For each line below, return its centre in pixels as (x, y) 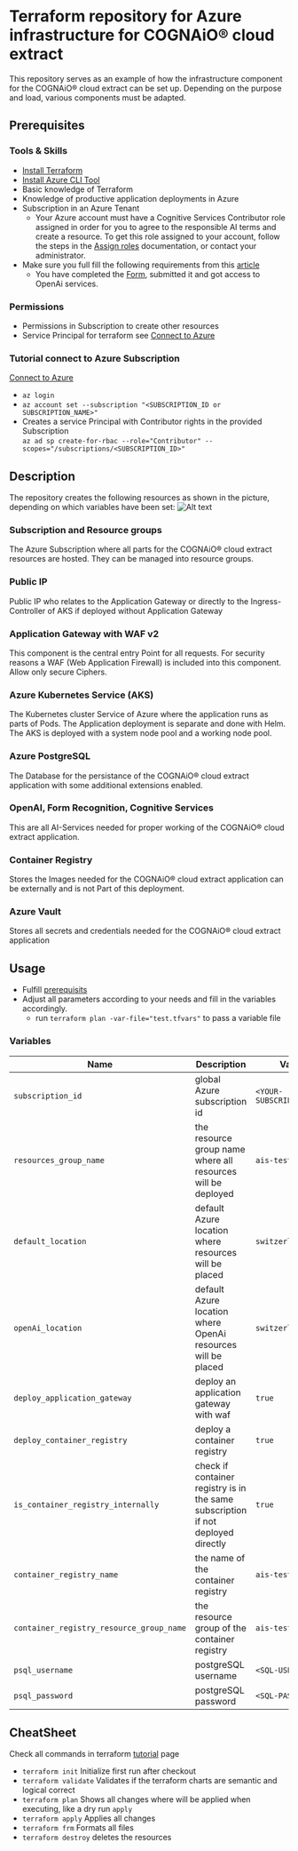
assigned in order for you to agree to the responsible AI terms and (156, 227)
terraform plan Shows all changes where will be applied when (136, 1799)
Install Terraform (52, 170)
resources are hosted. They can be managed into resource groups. (132, 559)
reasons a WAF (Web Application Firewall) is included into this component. (145, 662)
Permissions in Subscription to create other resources (120, 325)
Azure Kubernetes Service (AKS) (82, 695)
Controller (27, 610)
